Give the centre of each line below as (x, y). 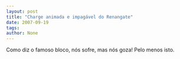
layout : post (22, 11)
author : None (22, 33)
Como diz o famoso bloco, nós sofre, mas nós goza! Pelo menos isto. (90, 50)
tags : (13, 28)
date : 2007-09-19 (27, 22)
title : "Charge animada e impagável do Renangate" (70, 17)
